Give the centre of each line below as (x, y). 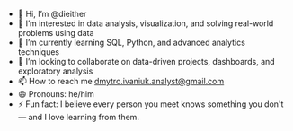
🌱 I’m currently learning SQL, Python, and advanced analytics (131, 42)
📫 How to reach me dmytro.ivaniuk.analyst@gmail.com (121, 81)
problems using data (56, 33)
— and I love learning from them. (78, 117)
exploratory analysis (55, 71)
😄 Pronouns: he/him (56, 94)
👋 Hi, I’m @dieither (52, 14)
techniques (39, 52)
